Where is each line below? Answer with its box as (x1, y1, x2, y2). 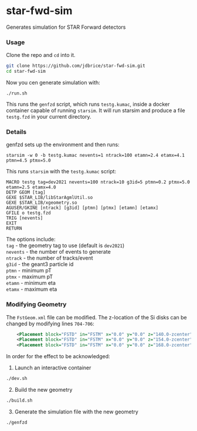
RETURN (6, 225, 22, 231)
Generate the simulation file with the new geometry (14, 408, 139, 415)
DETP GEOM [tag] (6, 190, 46, 196)
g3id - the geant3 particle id (6, 261, 74, 268)
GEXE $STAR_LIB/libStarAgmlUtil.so (6, 195, 93, 201)
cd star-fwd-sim (6, 69, 46, 75)
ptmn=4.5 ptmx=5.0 (6, 157, 51, 164)
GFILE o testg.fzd (6, 210, 51, 216)
